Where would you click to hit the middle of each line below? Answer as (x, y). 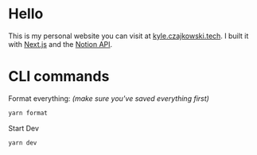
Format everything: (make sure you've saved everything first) (109, 98)
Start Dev (24, 128)
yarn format (28, 113)
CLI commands (59, 77)
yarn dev (23, 143)
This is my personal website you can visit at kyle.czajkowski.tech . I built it (128, 36)
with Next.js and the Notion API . (60, 44)
